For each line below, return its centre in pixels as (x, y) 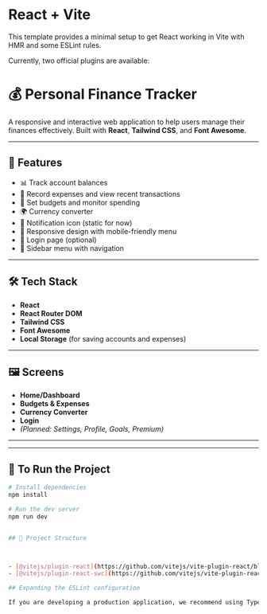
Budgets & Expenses (54, 404)
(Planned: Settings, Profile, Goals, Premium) (92, 429)
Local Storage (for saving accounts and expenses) (103, 338)
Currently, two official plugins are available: (79, 61)
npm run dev (28, 516)
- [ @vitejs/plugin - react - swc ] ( (60, 574)
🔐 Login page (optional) (58, 240)
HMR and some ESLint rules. (55, 45)
